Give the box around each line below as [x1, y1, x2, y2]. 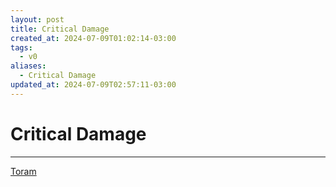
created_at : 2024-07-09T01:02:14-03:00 [10, 33, 177, 43]
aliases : [10, 61, 47, 71]
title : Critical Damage [10, 24, 110, 34]
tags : [10, 42, 33, 53]
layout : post [10, 14, 65, 25]
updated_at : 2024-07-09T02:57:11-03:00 [10, 80, 177, 90]
